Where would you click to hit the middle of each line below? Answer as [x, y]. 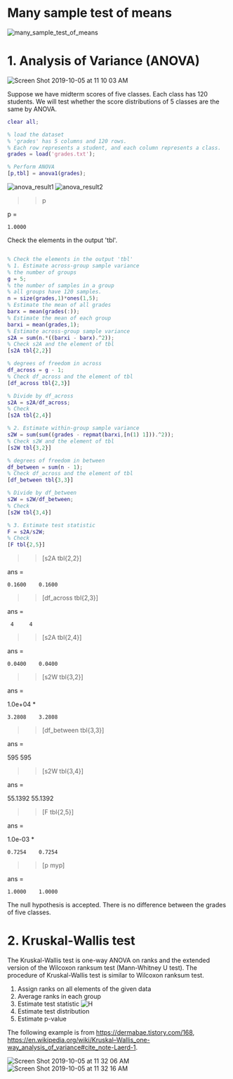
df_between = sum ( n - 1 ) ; [45, 467]
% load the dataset [36, 134]
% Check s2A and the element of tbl [61, 344]
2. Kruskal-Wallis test [71, 941]
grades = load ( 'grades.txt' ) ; [52, 154]
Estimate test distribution [53, 1011]
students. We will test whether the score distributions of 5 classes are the [113, 101]
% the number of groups [42, 272]
